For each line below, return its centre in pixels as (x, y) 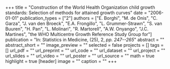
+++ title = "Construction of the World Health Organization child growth (80, 7)
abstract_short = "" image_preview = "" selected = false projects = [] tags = (84, 45)
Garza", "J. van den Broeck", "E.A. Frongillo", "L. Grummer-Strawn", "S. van (84, 23)
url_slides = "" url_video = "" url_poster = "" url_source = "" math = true (80, 56)
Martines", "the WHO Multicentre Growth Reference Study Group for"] (79, 34)
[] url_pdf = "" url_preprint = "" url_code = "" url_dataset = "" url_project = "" (85, 50)
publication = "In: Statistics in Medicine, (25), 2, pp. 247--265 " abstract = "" (85, 40)
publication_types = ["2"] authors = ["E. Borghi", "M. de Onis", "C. (89, 18)
